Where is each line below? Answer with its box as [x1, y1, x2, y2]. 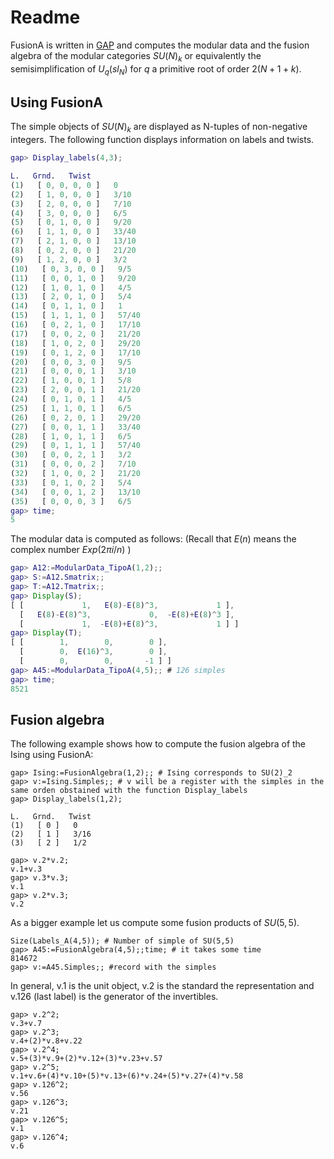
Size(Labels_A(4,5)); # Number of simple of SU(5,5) [10, 936, 235, 946]
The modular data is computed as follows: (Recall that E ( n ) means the [10, 533, 297, 545]
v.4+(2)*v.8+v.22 [10, 1036, 83, 1046]
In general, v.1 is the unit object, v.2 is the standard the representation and [10, 980, 315, 992]
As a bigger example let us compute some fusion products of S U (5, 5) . [10, 917, 300, 929]
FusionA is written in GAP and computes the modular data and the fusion [10, 39, 310, 51]
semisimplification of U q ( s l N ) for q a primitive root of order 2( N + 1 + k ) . [10, 62, 302, 77]
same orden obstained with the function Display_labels [10, 786, 248, 796]
